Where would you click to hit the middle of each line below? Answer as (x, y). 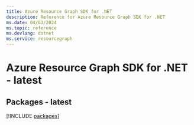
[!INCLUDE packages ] (33, 116)
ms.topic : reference (32, 28)
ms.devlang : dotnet (30, 33)
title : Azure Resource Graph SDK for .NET (59, 11)
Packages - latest (39, 102)
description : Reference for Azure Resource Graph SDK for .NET (86, 17)
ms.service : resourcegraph (39, 39)
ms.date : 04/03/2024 (32, 22)
